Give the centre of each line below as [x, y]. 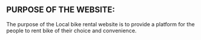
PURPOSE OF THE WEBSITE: [61, 10]
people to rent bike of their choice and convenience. [71, 30]
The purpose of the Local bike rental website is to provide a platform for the [100, 24]
